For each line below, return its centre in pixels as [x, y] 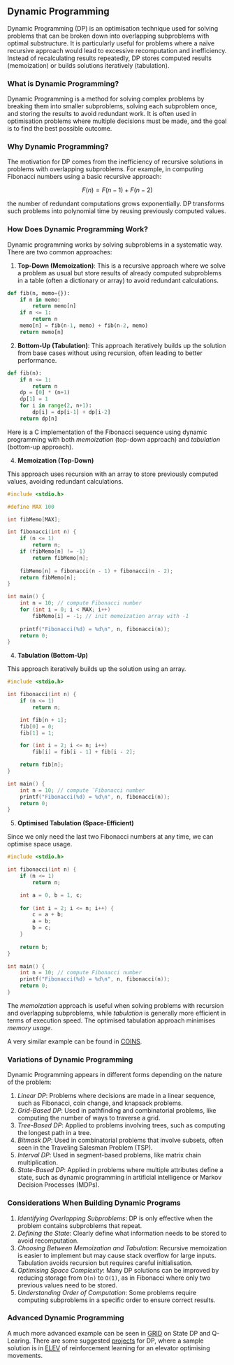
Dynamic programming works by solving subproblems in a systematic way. [115, 245]
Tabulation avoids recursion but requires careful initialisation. [105, 1263]
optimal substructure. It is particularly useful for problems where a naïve [111, 43]
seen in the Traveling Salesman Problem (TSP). [85, 1148]
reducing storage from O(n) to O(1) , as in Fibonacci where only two [114, 1278]
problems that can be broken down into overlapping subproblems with [108, 36]
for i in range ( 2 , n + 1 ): [56, 406]
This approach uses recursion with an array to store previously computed [113, 474]
